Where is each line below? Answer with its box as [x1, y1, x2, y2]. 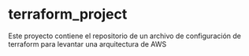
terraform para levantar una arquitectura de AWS [8, 39, 167, 48]
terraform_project [8, 5, 128, 23]
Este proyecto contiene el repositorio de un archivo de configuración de [8, 31, 242, 40]
